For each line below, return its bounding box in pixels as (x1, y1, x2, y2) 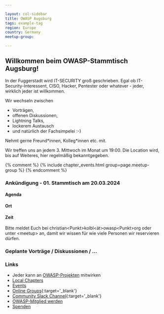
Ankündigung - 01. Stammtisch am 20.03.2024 (5, 179, 121, 186)
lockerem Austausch (12, 123, 54, 128)
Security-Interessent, (5, 83, 48, 89)
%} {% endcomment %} (18, 167, 67, 173)
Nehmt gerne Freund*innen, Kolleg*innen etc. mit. (5, 137, 107, 143)
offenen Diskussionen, (12, 112, 58, 118)
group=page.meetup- (105, 162, 149, 168)
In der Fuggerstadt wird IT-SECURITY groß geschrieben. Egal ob (5, 77, 136, 84)
